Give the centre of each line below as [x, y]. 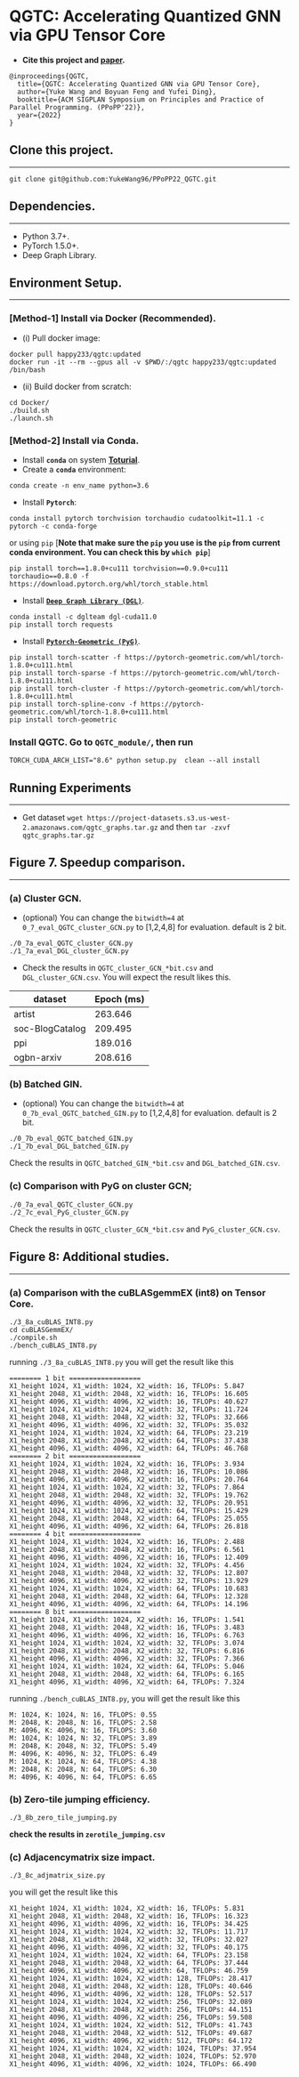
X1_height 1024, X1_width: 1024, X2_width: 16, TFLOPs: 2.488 [127, 1541]
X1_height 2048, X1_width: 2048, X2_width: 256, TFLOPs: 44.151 [131, 2010]
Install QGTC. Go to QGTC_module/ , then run [101, 742]
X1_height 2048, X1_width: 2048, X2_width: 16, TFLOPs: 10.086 [129, 1471]
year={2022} [40, 115]
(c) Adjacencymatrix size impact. [82, 1857]
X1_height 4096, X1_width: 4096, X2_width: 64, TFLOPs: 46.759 [129, 1971]
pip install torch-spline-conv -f [73, 704]
